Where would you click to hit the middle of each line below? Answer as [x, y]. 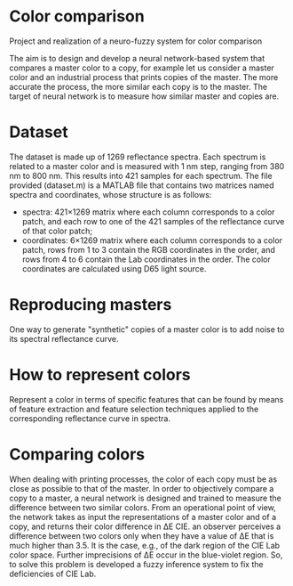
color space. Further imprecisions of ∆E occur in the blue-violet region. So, [146, 555]
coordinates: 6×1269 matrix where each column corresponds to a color [152, 240]
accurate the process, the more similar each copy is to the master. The [139, 86]
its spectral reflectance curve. [64, 338]
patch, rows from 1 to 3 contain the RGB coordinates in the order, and [148, 249]
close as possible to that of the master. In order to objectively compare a [142, 488]
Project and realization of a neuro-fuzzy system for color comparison [136, 41]
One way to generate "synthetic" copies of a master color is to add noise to [147, 329]
